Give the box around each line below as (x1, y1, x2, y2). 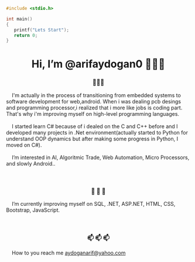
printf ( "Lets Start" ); (13, 27, 69, 33)
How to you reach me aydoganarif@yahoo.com (11, 249, 126, 257)
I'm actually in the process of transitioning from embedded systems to (11, 91, 182, 99)
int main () (6, 16, 33, 22)
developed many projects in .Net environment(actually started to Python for (6, 129, 189, 136)
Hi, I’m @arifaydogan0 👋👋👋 (31, 57, 166, 71)
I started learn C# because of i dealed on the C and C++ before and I (11, 123, 178, 130)
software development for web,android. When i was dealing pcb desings (6, 98, 182, 105)
